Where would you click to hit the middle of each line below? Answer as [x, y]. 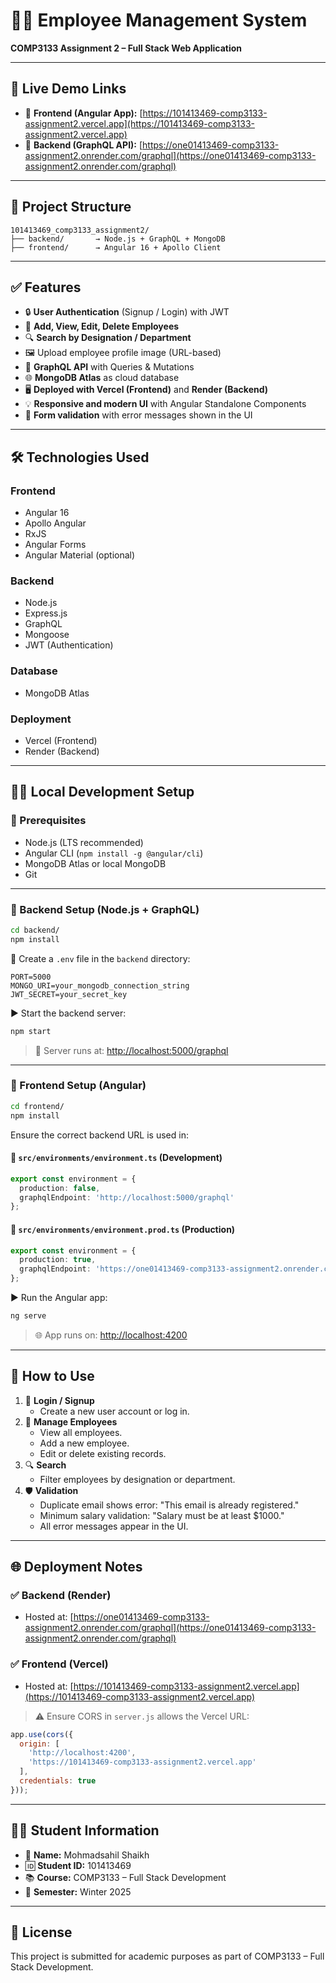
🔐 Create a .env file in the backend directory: [100, 958]
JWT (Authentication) [69, 645]
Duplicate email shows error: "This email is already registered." [169, 1505]
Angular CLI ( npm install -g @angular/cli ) [114, 853]
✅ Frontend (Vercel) [59, 1664]
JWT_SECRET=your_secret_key [69, 994]
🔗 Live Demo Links [68, 89]
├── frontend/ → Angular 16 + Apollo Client [116, 247]
